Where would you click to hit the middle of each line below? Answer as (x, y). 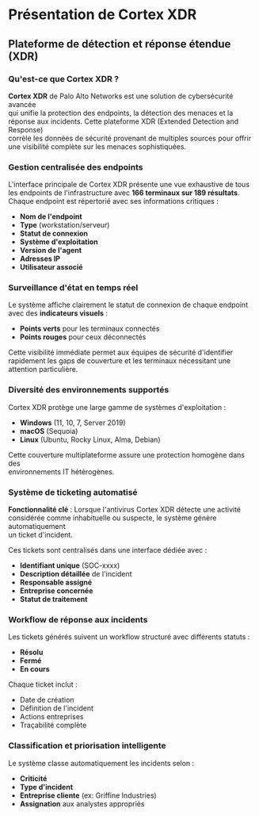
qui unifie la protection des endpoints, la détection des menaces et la (121, 113)
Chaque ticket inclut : (43, 684)
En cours (34, 669)
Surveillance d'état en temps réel (73, 288)
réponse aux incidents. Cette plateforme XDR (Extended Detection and (124, 121)
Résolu (31, 653)
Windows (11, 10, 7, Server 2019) (72, 423)
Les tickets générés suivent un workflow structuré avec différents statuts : (129, 637)
